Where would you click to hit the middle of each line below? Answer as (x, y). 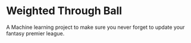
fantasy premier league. (35, 33)
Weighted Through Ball (64, 11)
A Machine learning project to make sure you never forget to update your (95, 27)
